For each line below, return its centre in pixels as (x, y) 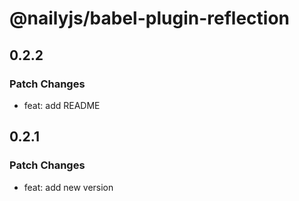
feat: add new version (68, 187)
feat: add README (62, 105)
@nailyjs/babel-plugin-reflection (149, 18)
